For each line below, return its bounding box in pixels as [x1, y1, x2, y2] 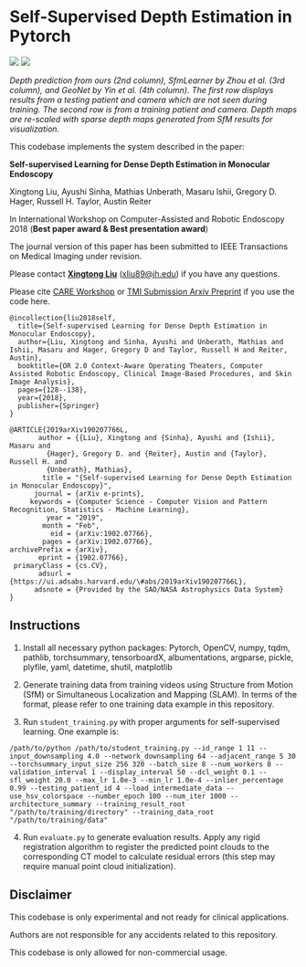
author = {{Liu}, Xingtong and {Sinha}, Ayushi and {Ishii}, [37, 433, 276, 442]
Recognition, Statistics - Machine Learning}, [9, 505, 190, 514]
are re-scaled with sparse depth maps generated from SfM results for [9, 113, 273, 124]
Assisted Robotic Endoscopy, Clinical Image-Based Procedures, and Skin [9, 369, 292, 378]
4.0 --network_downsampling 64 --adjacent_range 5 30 [87, 752, 297, 761]
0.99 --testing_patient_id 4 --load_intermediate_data [9, 783, 223, 793]
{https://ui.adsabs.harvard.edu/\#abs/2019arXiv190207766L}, [9, 577, 248, 586]
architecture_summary [9, 799, 92, 809]
